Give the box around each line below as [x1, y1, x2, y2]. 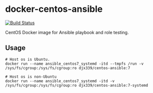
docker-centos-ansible [5, 3, 103, 15]
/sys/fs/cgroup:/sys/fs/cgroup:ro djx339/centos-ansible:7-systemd [5, 83, 149, 88]
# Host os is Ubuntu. [5, 57, 50, 62]
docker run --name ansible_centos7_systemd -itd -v [5, 78, 115, 84]
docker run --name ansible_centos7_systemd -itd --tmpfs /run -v [5, 61, 144, 66]
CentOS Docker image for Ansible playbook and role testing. [5, 29, 129, 35]
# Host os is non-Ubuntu [5, 74, 57, 79]
